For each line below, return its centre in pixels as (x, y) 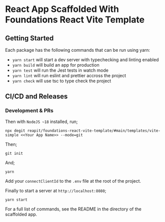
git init (14, 153)
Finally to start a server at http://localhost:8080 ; (56, 191)
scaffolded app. (21, 214)
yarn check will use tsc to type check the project (62, 81)
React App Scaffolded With (62, 9)
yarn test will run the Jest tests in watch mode (60, 70)
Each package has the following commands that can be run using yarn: (78, 50)
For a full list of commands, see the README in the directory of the (73, 209)
